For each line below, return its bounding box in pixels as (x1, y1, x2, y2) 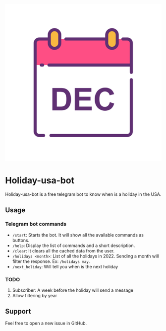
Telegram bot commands (5, 221, 67, 228)
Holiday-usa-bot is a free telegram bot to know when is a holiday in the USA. (5, 191, 162, 197)
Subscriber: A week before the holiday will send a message (12, 287, 134, 293)
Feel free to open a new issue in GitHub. (5, 320, 87, 326)
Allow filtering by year (12, 293, 57, 299)
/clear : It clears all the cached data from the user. (12, 248, 115, 253)
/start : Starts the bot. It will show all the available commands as (12, 232, 144, 238)
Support (5, 307, 31, 316)
